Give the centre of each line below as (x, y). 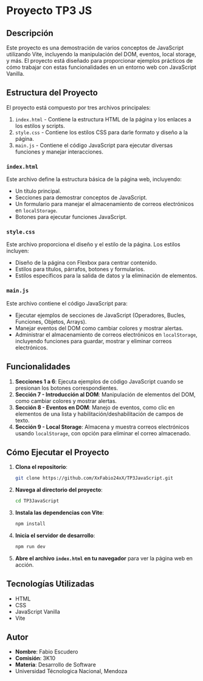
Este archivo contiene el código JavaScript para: (67, 303)
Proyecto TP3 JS (49, 11)
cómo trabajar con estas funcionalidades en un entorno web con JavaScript (101, 67)
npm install (30, 524)
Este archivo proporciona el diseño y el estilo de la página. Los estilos (93, 244)
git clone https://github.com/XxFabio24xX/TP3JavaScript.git (94, 478)
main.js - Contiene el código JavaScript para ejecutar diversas (94, 145)
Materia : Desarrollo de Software (55, 665)
